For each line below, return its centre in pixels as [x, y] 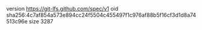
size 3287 [41, 21]
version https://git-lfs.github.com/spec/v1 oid [62, 9]
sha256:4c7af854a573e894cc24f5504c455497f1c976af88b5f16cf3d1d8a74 [101, 15]
